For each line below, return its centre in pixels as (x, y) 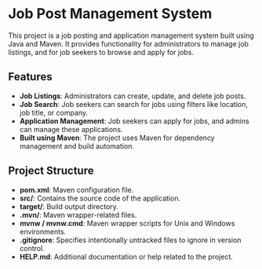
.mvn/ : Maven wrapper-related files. (78, 215)
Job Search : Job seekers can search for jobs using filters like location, (134, 104)
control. (32, 248)
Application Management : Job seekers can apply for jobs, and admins (134, 121)
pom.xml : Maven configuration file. (76, 190)
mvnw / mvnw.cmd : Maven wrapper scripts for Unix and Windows (127, 223)
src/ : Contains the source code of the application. (100, 198)
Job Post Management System (110, 14)
